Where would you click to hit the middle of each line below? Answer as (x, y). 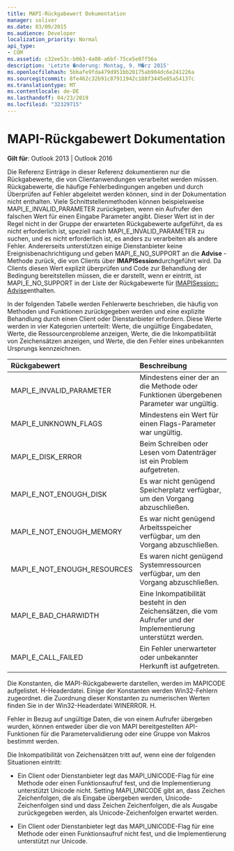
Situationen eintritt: (34, 762)
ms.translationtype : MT (42, 85)
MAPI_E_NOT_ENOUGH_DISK (59, 494)
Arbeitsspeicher (166, 527)
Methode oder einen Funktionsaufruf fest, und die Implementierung (114, 783)
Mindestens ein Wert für (179, 414)
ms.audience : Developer (42, 33)
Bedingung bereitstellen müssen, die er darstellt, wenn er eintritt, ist (104, 276)
